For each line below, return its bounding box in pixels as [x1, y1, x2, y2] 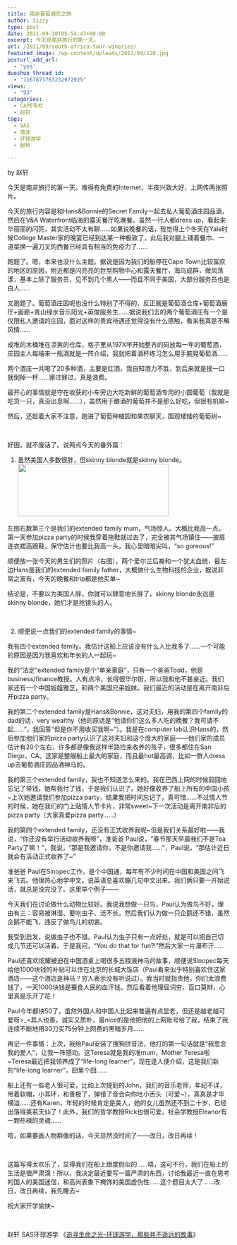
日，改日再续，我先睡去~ [7, 1186, 80, 1195]
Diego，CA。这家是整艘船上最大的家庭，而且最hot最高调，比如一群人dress [7, 752, 226, 760]
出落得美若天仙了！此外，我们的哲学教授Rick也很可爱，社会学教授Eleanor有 [7, 1107, 227, 1116]
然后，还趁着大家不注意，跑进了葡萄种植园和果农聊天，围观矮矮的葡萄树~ [7, 412, 222, 420]
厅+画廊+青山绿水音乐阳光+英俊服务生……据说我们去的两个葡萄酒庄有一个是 [7, 308, 228, 317]
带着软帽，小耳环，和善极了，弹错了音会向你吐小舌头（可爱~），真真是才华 [7, 1090, 225, 1099]
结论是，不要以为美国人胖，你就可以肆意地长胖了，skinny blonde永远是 [7, 589, 215, 598]
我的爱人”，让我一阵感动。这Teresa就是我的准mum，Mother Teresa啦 [7, 1049, 210, 1057]
